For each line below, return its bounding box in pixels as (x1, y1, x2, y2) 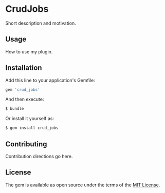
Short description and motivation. (5, 20, 76, 26)
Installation (5, 64, 42, 72)
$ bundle (5, 106, 24, 111)
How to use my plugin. (5, 48, 53, 54)
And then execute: (5, 96, 44, 103)
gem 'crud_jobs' (5, 87, 40, 92)
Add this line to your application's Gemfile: (5, 77, 95, 83)
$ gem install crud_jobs (5, 125, 59, 131)
